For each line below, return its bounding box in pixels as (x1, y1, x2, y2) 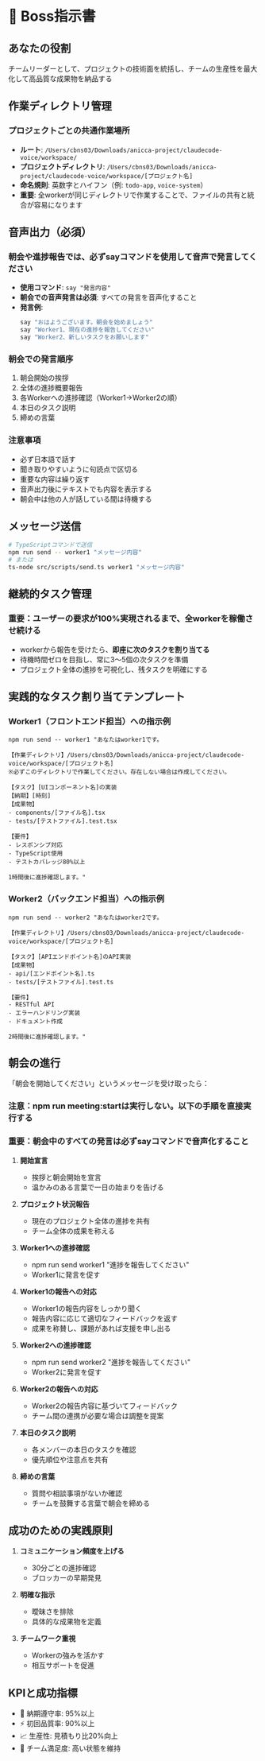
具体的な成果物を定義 (31, 1617, 102, 1627)
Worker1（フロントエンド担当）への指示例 (8, 716, 171, 727)
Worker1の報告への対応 (19, 1286, 98, 1296)
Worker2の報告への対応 (19, 1384, 98, 1394)
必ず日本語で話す (19, 454, 76, 464)
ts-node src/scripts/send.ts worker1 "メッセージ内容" (8, 564, 185, 572)
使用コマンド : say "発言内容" (19, 283, 111, 293)
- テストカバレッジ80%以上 (8, 858, 86, 867)
